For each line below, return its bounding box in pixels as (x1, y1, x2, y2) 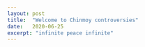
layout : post (7, 10, 45, 17)
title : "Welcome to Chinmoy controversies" (7, 17, 139, 23)
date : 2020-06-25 (7, 23, 64, 30)
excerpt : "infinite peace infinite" (7, 29, 114, 37)
